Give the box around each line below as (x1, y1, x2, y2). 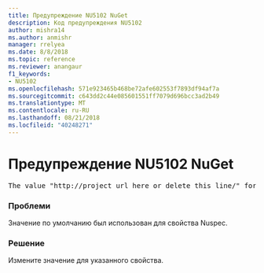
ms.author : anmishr (8, 33, 72, 42)
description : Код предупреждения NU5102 (8, 19, 143, 27)
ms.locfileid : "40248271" (8, 121, 93, 129)
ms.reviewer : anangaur (8, 63, 82, 71)
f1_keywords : (8, 70, 51, 78)
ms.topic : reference (8, 56, 76, 64)
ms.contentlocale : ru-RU (8, 107, 90, 115)
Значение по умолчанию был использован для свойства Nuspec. (8, 218, 228, 227)
